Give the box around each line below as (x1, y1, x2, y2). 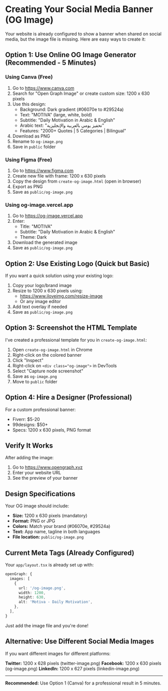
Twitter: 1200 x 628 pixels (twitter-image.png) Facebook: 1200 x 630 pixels (5, 660, 161, 666)
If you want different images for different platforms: (5, 650, 111, 656)
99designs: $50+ (12, 422, 48, 428)
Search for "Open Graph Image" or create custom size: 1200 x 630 (12, 90, 150, 96)
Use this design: (12, 101, 46, 107)
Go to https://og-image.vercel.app (12, 213, 83, 219)
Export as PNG (12, 183, 43, 189)
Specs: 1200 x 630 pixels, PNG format (12, 427, 91, 433)
